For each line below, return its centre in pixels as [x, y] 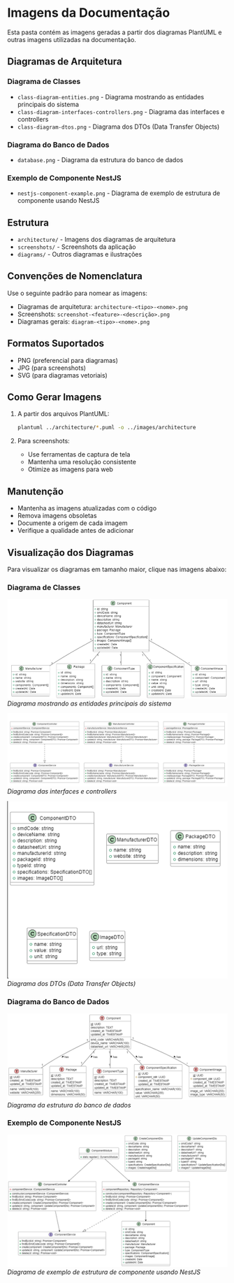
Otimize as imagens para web [71, 469]
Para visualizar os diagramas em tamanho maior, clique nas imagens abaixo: [117, 569]
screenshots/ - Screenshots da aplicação [76, 247]
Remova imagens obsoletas [57, 516]
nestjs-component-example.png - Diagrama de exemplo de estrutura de [119, 193]
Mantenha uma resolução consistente [82, 462]
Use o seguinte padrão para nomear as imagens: [78, 293]
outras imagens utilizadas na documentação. [72, 39]
